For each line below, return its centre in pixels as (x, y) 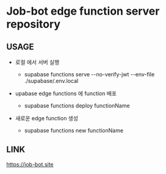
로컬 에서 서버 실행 (37, 62)
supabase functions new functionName (74, 130)
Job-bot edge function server (83, 11)
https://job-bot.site (30, 164)
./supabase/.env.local (51, 81)
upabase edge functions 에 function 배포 (66, 93)
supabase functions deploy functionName (77, 106)
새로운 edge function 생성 (46, 118)
